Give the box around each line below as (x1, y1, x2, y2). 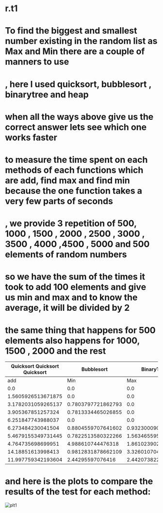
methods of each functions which (5, 164, 144, 175)
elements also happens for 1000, (5, 335, 140, 346)
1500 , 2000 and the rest (5, 345, 106, 356)
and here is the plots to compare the (5, 476, 153, 487)
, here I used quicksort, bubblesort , (5, 78, 152, 90)
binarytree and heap (5, 89, 89, 100)
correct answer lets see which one (5, 121, 147, 133)
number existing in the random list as (5, 36, 158, 47)
